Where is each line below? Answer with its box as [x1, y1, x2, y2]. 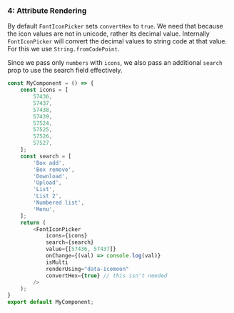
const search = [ [20, 153, 72, 160]
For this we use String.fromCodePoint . [7, 45, 120, 53]
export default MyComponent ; [7, 299, 94, 306]
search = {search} [45, 239, 94, 246]
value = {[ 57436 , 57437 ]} [45, 245, 116, 253]
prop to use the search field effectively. [7, 66, 123, 75]
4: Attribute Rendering [7, 6, 87, 16]
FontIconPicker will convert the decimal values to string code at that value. [7, 37, 227, 46]
